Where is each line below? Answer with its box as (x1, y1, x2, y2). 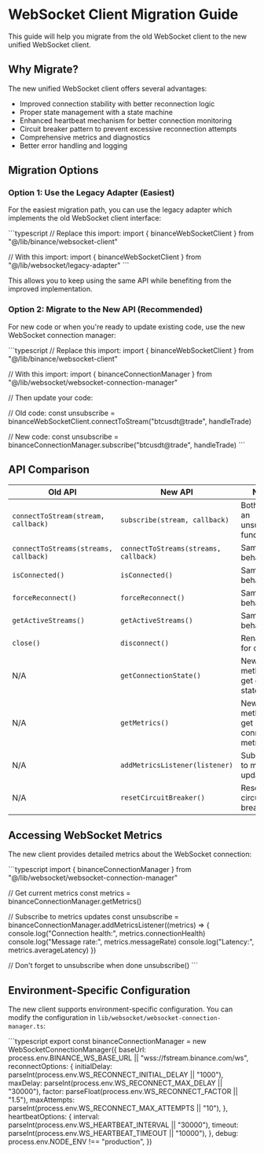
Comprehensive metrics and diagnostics (19, 132, 151, 142)
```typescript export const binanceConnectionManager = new (8, 1037, 207, 1046)
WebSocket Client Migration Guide (8, 6, 239, 24)
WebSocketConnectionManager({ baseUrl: (8, 1045, 147, 1055)
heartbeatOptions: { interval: (8, 1112, 100, 1122)
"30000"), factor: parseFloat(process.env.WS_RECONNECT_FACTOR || (8, 1087, 238, 1096)
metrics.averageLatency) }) (8, 945, 97, 955)
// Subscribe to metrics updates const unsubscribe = (8, 912, 179, 922)
